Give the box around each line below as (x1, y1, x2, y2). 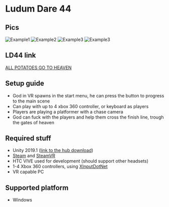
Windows (12, 197, 32, 203)
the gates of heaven (12, 119, 54, 125)
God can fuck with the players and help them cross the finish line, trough (12, 114, 164, 120)
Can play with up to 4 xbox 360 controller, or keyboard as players (12, 103, 149, 109)
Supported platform (5, 183, 69, 192)
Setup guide (5, 79, 44, 88)
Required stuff (5, 134, 51, 143)
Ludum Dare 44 (5, 3, 72, 15)
